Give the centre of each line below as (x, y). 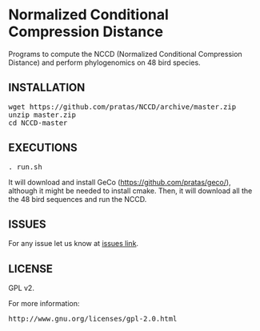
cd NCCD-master (38, 123)
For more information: (44, 304)
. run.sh (25, 167)
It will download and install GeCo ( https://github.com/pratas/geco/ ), (120, 182)
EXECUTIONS (43, 148)
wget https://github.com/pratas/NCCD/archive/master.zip (122, 107)
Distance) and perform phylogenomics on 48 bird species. (105, 63)
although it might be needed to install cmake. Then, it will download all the (130, 191)
